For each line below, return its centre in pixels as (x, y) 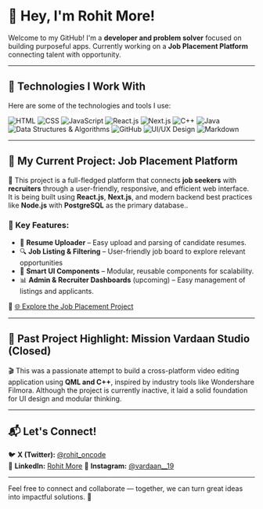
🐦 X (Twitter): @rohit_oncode (57, 455)
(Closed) (30, 352)
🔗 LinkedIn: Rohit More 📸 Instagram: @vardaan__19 (91, 466)
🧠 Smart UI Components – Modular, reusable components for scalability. (137, 271)
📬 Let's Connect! (52, 432)
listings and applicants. (56, 291)
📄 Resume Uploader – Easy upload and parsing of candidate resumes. (133, 242)
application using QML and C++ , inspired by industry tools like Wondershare (131, 382)
